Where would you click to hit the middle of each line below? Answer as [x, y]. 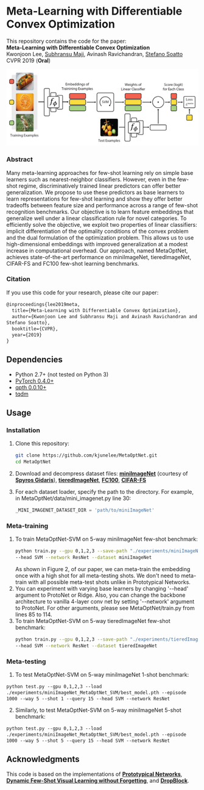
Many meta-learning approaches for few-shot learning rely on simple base [100, 173]
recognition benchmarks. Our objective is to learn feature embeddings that [100, 212]
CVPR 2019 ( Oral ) [28, 60]
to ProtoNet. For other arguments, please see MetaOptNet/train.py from [105, 608]
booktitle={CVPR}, [35, 329]
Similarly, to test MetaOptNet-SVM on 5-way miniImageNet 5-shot [98, 710]
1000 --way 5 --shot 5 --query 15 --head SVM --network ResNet [88, 741]
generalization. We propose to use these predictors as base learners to [95, 192]
